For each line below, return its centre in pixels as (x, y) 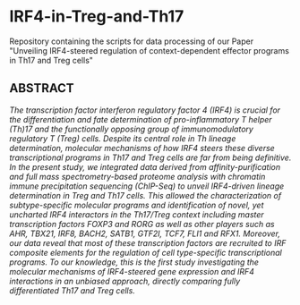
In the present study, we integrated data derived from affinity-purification (145, 166)
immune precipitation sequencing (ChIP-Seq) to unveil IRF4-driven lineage (147, 186)
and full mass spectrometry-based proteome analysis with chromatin (137, 176)
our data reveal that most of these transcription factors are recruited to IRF (148, 242)
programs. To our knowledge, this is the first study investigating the (134, 262)
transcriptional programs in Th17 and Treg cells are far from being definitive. (150, 157)
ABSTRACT (42, 88)
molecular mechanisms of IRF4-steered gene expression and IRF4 (132, 271)
